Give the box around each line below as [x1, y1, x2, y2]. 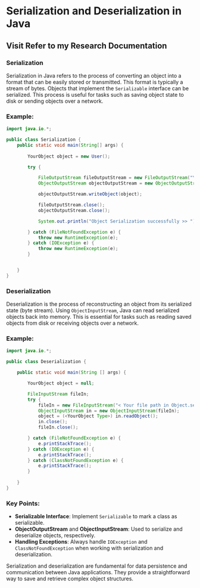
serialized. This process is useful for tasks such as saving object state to [6, 91, 185, 98]
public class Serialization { [6, 137, 82, 143]
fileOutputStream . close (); [37, 202, 105, 208]
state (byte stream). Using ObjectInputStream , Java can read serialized [6, 307, 180, 314]
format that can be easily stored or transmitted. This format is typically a [6, 78, 183, 85]
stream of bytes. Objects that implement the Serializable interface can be [6, 85, 189, 92]
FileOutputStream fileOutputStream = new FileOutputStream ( [37, 175, 190, 181]
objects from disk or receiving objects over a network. [6, 319, 139, 327]
